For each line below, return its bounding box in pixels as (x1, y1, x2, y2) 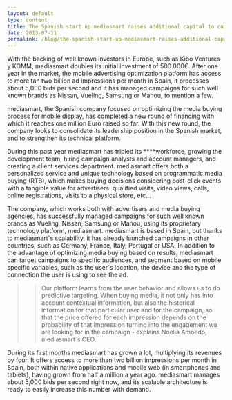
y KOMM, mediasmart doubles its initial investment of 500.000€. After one (7, 62, 219, 70)
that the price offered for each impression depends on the (41, 313, 207, 321)
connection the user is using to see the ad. (7, 270, 129, 279)
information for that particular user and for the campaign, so (41, 306, 213, 314)
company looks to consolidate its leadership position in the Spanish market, (7, 127, 222, 135)
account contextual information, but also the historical (41, 299, 195, 307)
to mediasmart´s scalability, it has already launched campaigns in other (7, 234, 209, 242)
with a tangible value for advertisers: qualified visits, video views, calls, (7, 184, 209, 192)
